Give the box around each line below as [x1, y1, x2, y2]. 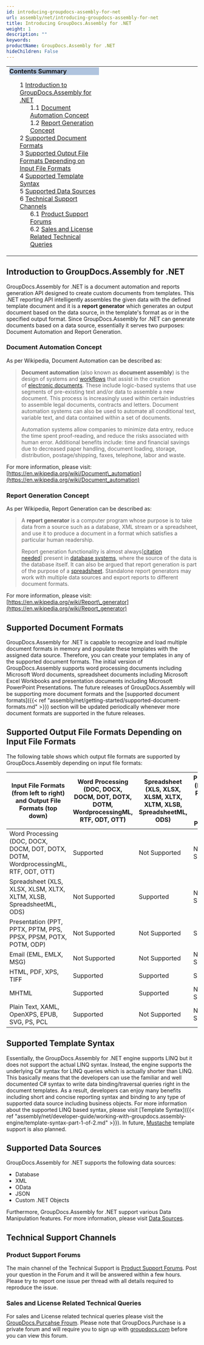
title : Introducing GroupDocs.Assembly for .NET [6, 20, 132, 26]
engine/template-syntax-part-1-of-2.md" [6, 1119, 108, 1126]
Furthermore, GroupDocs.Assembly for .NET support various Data [6, 1208, 171, 1216]
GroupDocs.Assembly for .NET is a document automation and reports [6, 283, 180, 290]
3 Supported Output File [19, 149, 89, 157]
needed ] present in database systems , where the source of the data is [21, 554, 197, 562]
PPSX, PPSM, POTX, [9, 933, 67, 941]
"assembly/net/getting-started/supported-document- [47, 696, 181, 704]
